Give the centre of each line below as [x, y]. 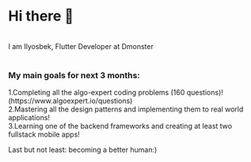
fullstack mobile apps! [44, 134]
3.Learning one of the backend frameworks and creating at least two [120, 126]
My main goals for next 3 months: [74, 75]
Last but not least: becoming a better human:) [83, 150]
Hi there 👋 [41, 16]
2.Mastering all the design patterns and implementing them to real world [126, 109]
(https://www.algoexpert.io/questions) [70, 101]
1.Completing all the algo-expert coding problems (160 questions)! [116, 92]
